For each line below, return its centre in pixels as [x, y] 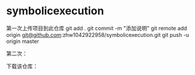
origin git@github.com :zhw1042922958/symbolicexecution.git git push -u [98, 35]
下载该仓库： [22, 66]
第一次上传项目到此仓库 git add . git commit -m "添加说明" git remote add [97, 28]
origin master [23, 41]
